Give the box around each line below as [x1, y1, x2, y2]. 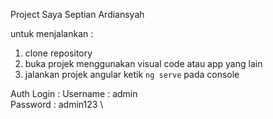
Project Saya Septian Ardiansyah [10, 9, 145, 20]
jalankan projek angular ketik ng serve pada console [24, 69, 240, 80]
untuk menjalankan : [10, 28, 94, 39]
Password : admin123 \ [10, 99, 104, 110]
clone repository [24, 47, 93, 59]
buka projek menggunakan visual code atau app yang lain [24, 58, 263, 69]
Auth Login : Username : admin [10, 88, 138, 99]
